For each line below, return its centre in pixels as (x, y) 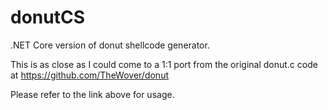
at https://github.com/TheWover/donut (90, 75)
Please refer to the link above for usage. (92, 94)
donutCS (47, 17)
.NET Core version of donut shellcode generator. (110, 45)
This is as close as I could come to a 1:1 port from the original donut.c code (164, 64)
